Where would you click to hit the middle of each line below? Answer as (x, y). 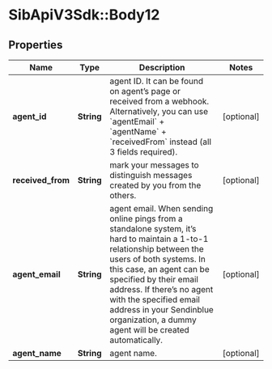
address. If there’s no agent (161, 289)
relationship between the (157, 249)
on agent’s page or (145, 91)
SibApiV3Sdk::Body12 (84, 15)
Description (162, 68)
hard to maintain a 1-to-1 (159, 239)
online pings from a (147, 218)
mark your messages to (155, 165)
